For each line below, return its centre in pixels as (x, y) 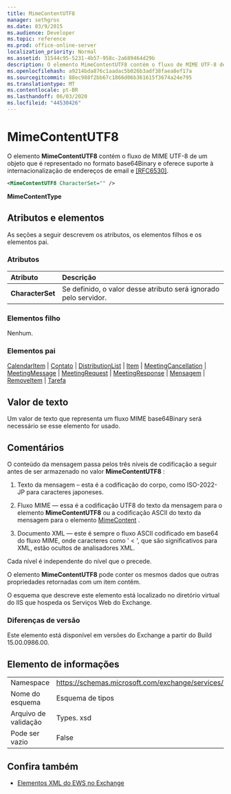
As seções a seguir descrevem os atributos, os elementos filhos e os (104, 234)
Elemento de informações (63, 664)
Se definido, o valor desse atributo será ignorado (141, 289)
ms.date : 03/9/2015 (35, 26)
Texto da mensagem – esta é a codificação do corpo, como (101, 485)
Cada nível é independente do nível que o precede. (79, 562)
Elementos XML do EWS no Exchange (71, 783)
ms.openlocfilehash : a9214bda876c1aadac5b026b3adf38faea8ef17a (100, 71)
